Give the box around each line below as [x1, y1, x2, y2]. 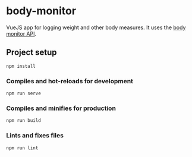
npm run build [6, 118, 42, 124]
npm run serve [6, 90, 42, 96]
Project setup [6, 48, 58, 58]
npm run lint [6, 145, 39, 151]
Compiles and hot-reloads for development [6, 77, 134, 85]
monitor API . [6, 30, 37, 37]
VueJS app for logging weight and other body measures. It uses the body [6, 24, 186, 31]
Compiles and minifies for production [6, 104, 116, 112]
